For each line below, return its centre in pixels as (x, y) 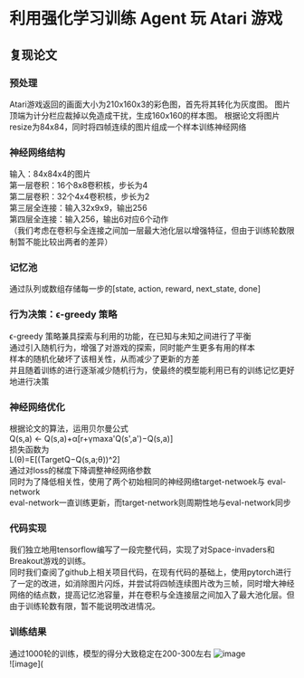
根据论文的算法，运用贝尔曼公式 (69, 429)
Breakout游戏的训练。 (50, 561)
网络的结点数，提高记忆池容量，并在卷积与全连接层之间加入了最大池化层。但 (152, 595)
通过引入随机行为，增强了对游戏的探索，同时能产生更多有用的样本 (132, 347)
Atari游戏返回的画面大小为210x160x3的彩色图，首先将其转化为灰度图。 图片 (150, 104)
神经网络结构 (38, 152)
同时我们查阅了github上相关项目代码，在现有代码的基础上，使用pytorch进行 (151, 572)
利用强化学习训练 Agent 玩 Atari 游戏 (146, 19)
